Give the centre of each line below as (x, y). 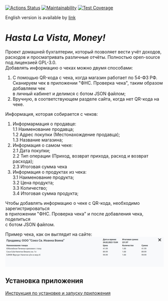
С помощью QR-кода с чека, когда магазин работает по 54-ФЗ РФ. (85, 78)
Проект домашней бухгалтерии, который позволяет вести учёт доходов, (83, 52)
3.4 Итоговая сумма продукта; (46, 193)
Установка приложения (44, 281)
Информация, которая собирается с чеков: (52, 114)
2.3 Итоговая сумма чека (40, 167)
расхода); (23, 161)
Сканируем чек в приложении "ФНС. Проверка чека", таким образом (88, 83)
